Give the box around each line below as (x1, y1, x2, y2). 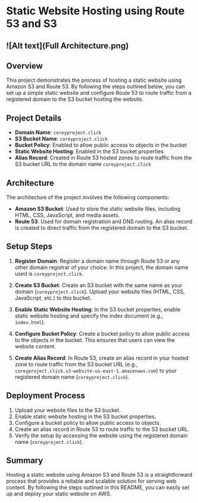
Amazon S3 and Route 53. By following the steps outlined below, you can (6, 83, 186, 90)
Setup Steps (6, 242, 52, 252)
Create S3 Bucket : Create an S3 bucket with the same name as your (14, 282, 183, 289)
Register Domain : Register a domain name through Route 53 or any (14, 257, 180, 264)
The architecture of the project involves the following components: (6, 194, 169, 201)
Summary (6, 455, 43, 466)
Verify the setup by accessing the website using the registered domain (14, 431, 188, 439)
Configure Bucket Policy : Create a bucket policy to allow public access (14, 330, 190, 337)
